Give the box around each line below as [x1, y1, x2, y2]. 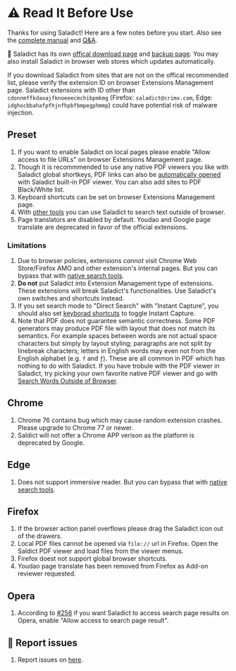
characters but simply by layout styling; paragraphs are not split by [17, 339, 212, 348]
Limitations [7, 240, 47, 250]
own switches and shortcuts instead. [17, 294, 125, 303]
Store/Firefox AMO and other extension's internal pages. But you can [17, 264, 218, 273]
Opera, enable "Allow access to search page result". [17, 617, 169, 625]
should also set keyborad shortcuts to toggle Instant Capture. [17, 309, 196, 317]
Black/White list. [17, 185, 65, 194]
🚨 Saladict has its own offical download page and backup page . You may [7, 49, 218, 58]
